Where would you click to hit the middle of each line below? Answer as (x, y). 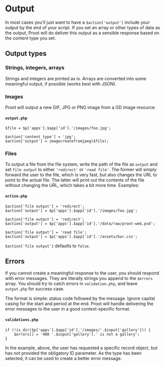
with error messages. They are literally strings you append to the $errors (79, 278)
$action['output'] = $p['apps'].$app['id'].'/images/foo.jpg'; (71, 211)
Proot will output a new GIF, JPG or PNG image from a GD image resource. (81, 107)
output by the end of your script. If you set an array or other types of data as (82, 27)
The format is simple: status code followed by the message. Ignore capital (80, 298)
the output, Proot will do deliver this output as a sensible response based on (82, 33)
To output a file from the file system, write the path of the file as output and (81, 164)
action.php (16, 196)
